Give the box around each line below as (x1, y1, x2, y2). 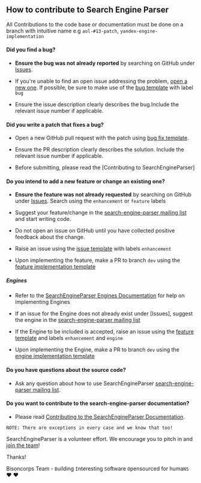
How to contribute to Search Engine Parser (6, 5, 169, 15)
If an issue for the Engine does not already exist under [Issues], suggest (14, 310, 193, 317)
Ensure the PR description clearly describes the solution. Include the (14, 146, 184, 153)
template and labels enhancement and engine (14, 335, 123, 342)
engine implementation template (14, 353, 95, 360)
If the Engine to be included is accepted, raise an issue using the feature (14, 328, 194, 335)
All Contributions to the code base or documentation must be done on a (6, 20, 184, 28)
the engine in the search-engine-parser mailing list (14, 317, 141, 324)
